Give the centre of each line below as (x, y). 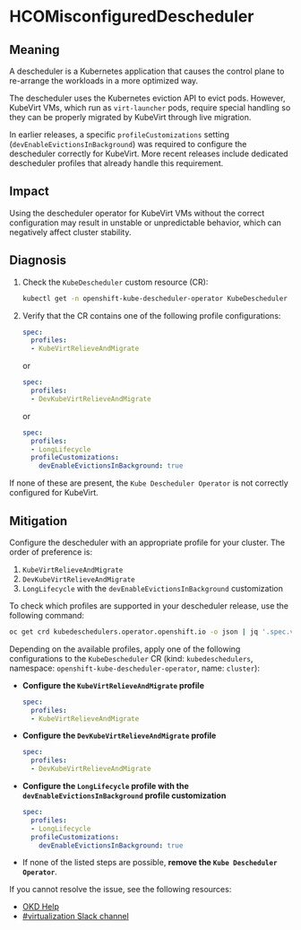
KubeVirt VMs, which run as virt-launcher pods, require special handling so (150, 108)
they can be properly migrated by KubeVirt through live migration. (130, 117)
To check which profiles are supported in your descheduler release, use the (149, 605)
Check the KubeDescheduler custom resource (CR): (115, 282)
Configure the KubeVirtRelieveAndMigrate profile (113, 685)
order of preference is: (51, 552)
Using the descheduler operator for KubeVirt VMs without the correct (137, 213)
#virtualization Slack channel (76, 917)
